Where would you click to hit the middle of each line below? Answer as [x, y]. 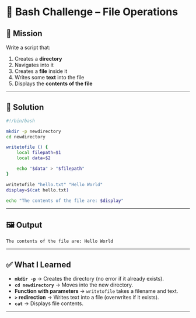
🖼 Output [24, 225]
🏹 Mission [24, 34]
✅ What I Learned [38, 265]
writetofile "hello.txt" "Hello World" [55, 184]
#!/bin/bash [20, 121]
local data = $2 [34, 158]
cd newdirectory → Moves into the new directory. [74, 285]
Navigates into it [34, 65]
